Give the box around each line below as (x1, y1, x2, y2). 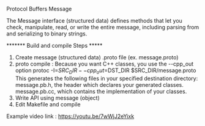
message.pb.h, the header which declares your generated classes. (15, 81, 184, 88)
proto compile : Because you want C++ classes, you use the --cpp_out (15, 61, 194, 67)
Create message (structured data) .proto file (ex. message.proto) (15, 54, 179, 61)
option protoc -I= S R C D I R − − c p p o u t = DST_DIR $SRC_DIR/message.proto (15, 67, 196, 75)
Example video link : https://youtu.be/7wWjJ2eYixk (6, 113, 135, 120)
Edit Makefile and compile (15, 100, 81, 108)
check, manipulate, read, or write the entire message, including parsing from (6, 24, 199, 31)
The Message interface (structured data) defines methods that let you (6, 17, 182, 24)
